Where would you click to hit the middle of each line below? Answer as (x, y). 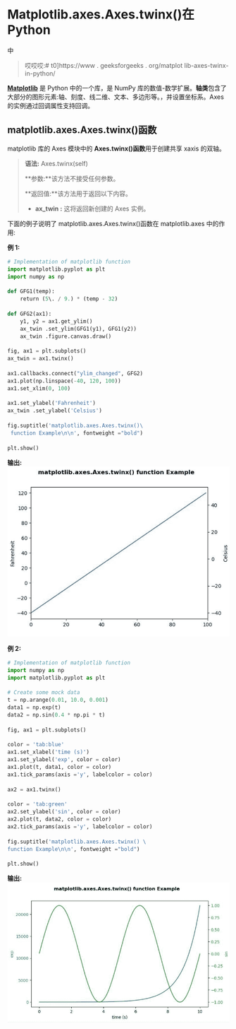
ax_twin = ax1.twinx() (41, 359)
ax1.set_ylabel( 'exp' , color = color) (64, 760)
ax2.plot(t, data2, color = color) (60, 819)
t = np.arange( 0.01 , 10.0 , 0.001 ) (58, 700)
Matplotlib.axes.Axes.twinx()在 (101, 14)
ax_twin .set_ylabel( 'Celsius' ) (55, 411)
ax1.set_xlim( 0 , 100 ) (39, 388)
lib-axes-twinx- (206, 65)
